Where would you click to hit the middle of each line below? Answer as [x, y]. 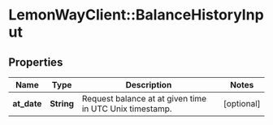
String [62, 103]
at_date [27, 103]
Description [149, 85]
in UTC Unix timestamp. [127, 109]
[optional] [242, 103]
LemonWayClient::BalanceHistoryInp [136, 15]
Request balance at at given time [144, 99]
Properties [36, 62]
